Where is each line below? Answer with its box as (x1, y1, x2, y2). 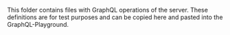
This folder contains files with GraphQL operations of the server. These (7, 6, 208, 14)
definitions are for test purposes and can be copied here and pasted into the (7, 13, 223, 21)
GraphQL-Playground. (7, 21, 69, 28)
